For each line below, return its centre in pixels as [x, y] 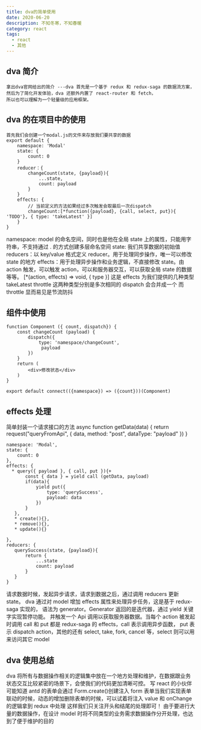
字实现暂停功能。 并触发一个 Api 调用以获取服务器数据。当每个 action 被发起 [101, 617]
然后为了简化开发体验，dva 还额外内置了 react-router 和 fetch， [81, 93]
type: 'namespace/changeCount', [79, 343]
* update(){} [30, 529]
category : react [26, 29]
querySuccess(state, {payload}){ [56, 551]
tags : [13, 34]
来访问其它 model [28, 640]
